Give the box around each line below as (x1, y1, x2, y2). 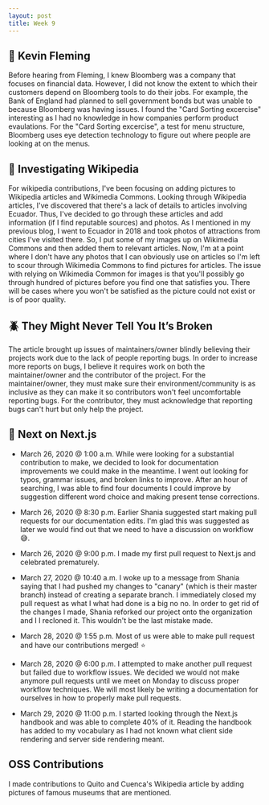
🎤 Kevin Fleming (8, 49, 91, 63)
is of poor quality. (8, 295, 67, 304)
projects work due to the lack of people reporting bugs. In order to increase (8, 353, 259, 362)
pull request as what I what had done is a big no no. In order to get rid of (19, 598, 259, 608)
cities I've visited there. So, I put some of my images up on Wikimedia (8, 235, 238, 245)
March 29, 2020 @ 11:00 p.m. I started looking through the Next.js (19, 708, 238, 718)
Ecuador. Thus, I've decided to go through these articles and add (8, 209, 223, 219)
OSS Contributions (8, 758, 104, 771)
